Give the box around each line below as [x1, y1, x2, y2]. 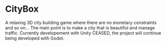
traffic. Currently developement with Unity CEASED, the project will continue [5, 30, 162, 36]
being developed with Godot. [5, 35, 65, 41]
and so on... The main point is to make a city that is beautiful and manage [5, 24, 155, 30]
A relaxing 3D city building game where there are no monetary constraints [5, 20, 157, 25]
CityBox [5, 3, 39, 15]
